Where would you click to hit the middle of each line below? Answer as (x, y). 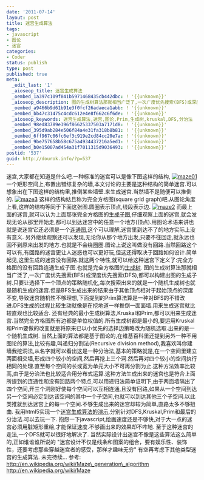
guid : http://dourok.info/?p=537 (49, 158)
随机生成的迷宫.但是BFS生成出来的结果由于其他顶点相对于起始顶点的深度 (102, 290)
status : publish (27, 63)
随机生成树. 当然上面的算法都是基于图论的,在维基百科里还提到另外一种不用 (104, 336)
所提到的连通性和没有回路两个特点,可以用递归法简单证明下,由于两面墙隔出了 (101, 381)
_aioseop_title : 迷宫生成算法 (47, 91)
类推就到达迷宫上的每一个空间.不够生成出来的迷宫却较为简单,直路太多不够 (98, 404)
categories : (21, 52)
